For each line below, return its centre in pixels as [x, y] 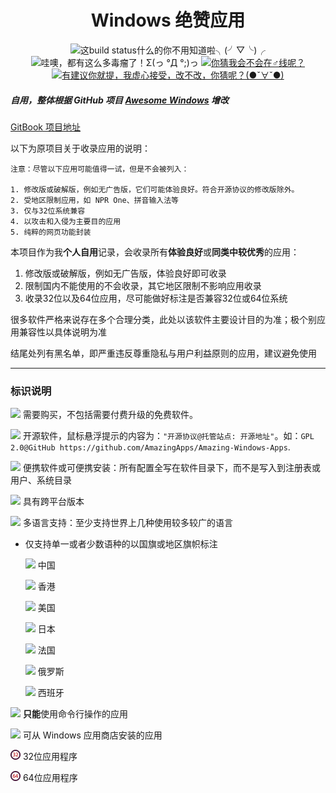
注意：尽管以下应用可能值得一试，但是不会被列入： [100, 169]
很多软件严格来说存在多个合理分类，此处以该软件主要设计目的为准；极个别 [163, 319]
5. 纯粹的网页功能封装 [51, 232]
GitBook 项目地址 [45, 127]
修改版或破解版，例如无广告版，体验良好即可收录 [125, 273]
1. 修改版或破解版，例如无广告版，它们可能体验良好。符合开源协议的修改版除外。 [155, 189]
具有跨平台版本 [53, 502]
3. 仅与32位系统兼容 [48, 211]
